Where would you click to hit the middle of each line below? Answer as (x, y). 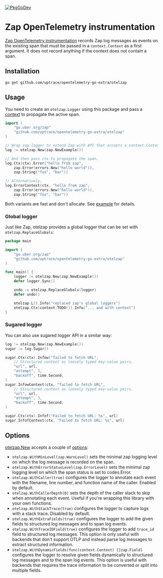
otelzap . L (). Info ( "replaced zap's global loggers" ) (67, 303)
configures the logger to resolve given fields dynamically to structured (82, 555)
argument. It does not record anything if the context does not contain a (76, 51)
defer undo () (27, 294)
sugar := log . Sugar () (27, 349)
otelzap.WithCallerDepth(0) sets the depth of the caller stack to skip (81, 493)
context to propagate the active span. (42, 114)
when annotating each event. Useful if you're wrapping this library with (83, 498)
